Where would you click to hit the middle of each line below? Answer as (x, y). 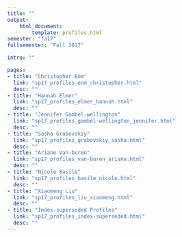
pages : (16, 70)
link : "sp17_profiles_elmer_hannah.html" (73, 102)
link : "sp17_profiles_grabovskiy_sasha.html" (79, 140)
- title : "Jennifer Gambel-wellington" (64, 115)
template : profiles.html (67, 33)
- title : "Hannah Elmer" (42, 96)
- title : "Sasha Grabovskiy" (49, 134)
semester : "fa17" (32, 39)
